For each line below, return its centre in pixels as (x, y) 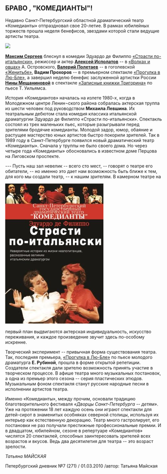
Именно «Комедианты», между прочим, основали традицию (70, 398)
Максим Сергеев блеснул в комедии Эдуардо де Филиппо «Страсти (79, 56)
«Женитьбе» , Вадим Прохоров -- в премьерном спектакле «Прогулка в (83, 72)
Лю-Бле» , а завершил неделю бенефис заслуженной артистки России (81, 77)
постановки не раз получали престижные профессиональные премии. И (83, 425)
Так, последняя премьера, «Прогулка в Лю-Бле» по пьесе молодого (79, 357)
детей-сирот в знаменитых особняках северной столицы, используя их (82, 414)
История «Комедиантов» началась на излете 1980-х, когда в (70, 97)
